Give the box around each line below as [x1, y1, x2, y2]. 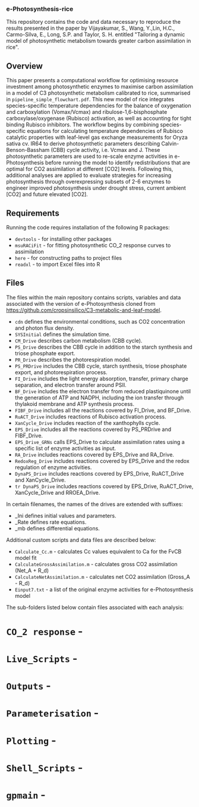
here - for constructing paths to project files [14, 254, 122, 261]
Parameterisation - [6, 706, 99, 720]
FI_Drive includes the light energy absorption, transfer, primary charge [14, 375, 188, 382]
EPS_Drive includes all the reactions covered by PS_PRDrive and [14, 426, 171, 433]
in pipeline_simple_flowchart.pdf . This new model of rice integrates [6, 96, 174, 103]
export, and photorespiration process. [14, 368, 108, 375]
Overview [6, 61, 43, 71]
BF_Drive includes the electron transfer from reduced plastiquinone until [14, 387, 191, 395]
